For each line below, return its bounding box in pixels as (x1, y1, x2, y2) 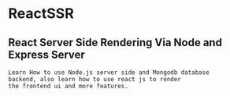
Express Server (8, 48, 85, 61)
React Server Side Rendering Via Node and (8, 36, 223, 49)
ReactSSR (8, 5, 75, 23)
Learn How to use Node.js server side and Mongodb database (8, 69, 210, 76)
